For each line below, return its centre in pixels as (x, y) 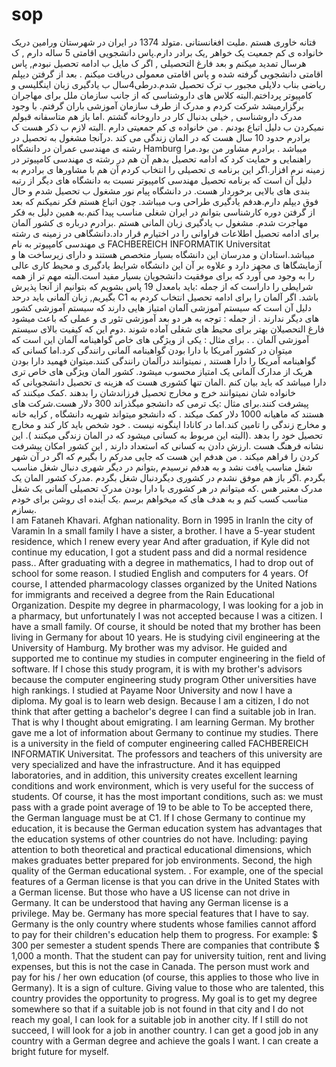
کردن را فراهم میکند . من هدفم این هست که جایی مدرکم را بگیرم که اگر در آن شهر (165, 456)
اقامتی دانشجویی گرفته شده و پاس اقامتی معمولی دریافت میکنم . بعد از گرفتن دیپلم (167, 74)
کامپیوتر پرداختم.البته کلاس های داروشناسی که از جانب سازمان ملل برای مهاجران (162, 95)
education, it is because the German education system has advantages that (167, 828)
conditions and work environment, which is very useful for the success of (162, 785)
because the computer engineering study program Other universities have (164, 679)
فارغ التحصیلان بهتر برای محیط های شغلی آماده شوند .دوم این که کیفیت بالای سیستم (168, 329)
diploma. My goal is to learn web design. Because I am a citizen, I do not (160, 700)
